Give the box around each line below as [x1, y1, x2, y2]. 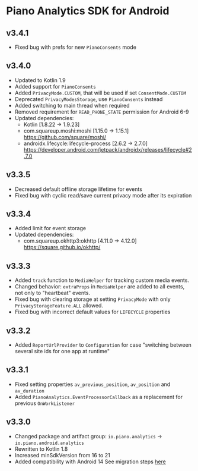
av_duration [14, 388, 44, 394]
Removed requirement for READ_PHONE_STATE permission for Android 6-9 [14, 108, 189, 115]
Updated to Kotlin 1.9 [14, 76, 66, 84]
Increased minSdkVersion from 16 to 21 [14, 451, 111, 459]
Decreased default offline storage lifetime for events [14, 186, 142, 193]
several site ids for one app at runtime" [14, 348, 110, 355]
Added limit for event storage [14, 225, 87, 232]
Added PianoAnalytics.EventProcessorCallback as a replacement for [14, 393, 183, 400]
